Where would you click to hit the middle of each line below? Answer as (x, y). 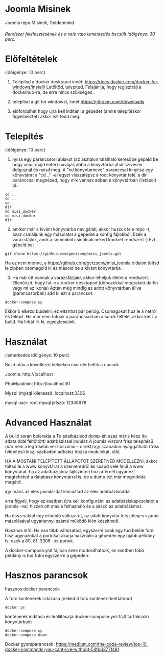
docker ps (15, 607)
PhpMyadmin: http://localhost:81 (38, 384)
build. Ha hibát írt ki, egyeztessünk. (41, 322)
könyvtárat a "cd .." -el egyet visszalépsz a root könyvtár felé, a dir (79, 175)
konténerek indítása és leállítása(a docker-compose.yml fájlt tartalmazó (77, 617)
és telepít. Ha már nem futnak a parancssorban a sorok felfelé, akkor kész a (81, 317)
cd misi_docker (21, 216)
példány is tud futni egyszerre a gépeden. (47, 556)
